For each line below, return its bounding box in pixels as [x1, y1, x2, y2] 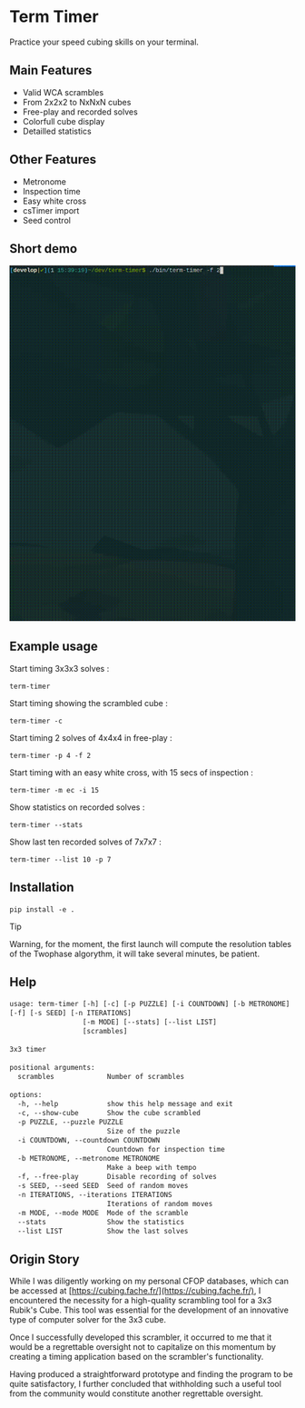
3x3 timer [9, 1045, 47, 1054]
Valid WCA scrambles [22, 86, 104, 97]
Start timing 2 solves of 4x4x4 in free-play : [9, 732, 172, 743]
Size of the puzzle [106, 1127, 181, 1136]
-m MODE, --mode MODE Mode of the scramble [17, 1209, 189, 1218]
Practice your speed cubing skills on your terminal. [9, 36, 200, 47]
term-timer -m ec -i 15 [9, 785, 100, 794]
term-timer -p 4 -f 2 [9, 751, 92, 760]
